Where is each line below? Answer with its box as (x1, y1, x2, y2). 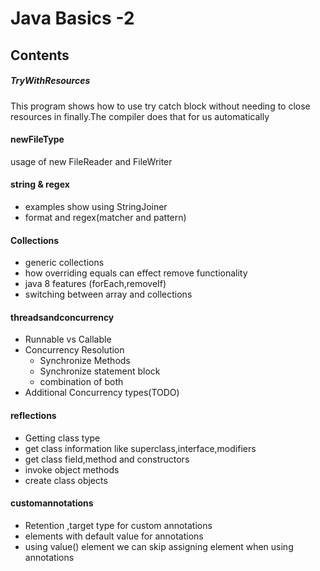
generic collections (24, 257, 105, 269)
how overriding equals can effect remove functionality (24, 267, 248, 279)
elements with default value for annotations (24, 530, 204, 542)
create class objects (24, 474, 108, 486)
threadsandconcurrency (10, 311, 115, 323)
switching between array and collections (24, 288, 193, 301)
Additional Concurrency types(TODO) (24, 387, 180, 399)
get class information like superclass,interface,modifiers (24, 442, 257, 454)
